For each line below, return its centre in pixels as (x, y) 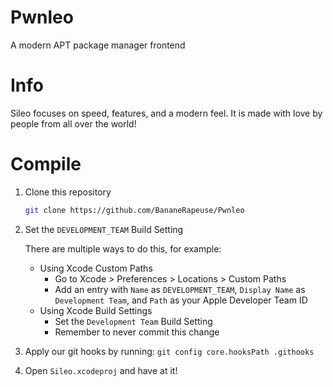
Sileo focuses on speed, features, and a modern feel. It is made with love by (166, 113)
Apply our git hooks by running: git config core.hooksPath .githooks (169, 351)
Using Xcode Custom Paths (96, 268)
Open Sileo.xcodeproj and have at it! (101, 370)
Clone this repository (68, 192)
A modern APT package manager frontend (98, 45)
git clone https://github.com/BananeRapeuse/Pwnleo (134, 210)
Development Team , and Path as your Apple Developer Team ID (181, 300)
